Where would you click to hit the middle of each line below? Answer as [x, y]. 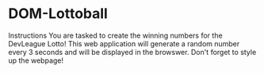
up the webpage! [36, 60]
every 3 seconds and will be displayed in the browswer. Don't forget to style [132, 52]
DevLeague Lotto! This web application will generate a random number [124, 43]
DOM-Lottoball [58, 14]
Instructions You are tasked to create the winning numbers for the [116, 35]
